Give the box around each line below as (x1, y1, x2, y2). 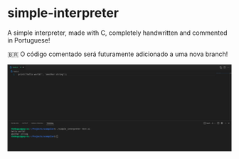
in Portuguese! (7, 35, 51, 44)
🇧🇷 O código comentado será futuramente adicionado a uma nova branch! (7, 50, 228, 58)
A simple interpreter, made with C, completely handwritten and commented (7, 28, 228, 37)
